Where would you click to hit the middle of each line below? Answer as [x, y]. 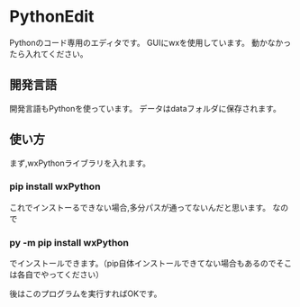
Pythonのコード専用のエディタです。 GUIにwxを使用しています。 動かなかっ [150, 42]
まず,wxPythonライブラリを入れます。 [80, 163]
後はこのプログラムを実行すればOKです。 [86, 293]
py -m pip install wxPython [69, 242]
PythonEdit [52, 17]
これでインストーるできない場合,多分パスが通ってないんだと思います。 [140, 207]
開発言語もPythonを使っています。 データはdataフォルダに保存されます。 [145, 108]
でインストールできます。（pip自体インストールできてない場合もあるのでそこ [151, 264]
